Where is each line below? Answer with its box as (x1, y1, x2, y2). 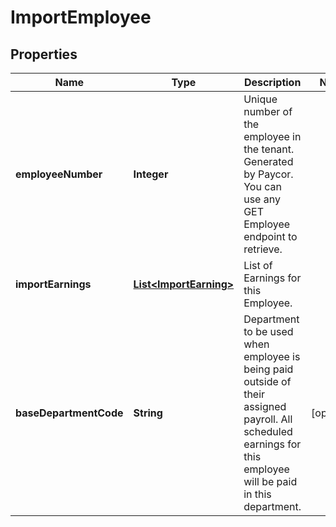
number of (243, 105, 293, 118)
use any (243, 192, 281, 206)
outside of (243, 375, 292, 388)
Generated (243, 155, 294, 168)
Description (243, 76, 302, 89)
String (133, 406, 163, 420)
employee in (243, 130, 302, 143)
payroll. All (243, 412, 293, 426)
